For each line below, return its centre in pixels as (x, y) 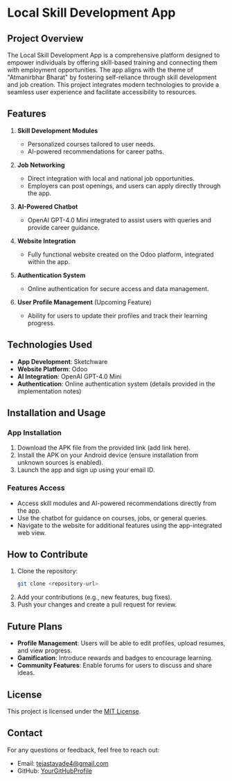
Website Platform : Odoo (52, 369)
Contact (25, 733)
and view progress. (45, 650)
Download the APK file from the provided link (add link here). (104, 448)
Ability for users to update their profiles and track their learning (117, 315)
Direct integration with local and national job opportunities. (111, 178)
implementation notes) (49, 391)
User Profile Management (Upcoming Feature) (84, 302)
